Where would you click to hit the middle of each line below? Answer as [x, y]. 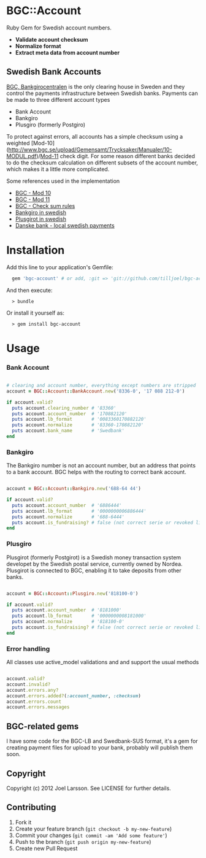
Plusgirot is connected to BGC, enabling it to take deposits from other [94, 570]
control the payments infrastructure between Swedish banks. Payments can [102, 93]
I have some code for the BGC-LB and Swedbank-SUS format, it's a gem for [102, 741]
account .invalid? [29, 684]
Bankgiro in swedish [40, 212]
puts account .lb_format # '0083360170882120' [79, 419]
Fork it [23, 822]
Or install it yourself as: [35, 313]
